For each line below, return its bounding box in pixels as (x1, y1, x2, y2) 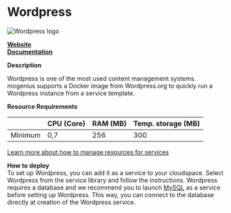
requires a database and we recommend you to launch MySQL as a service (7, 183, 221, 192)
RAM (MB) (92, 119, 127, 128)
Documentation (7, 48, 53, 56)
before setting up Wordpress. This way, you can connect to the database (7, 190, 214, 199)
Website (7, 40, 32, 48)
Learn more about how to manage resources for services (7, 148, 169, 156)
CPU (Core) (47, 119, 86, 128)
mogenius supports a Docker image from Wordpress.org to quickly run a (7, 81, 213, 90)
